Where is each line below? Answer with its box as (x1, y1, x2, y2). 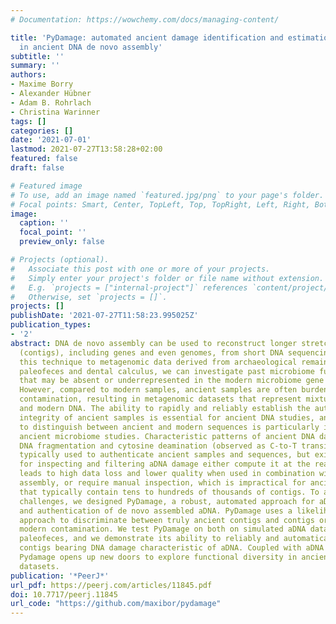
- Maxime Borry (10, 79, 74, 90)
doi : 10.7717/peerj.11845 (10, 589, 118, 600)
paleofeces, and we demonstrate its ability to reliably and (19, 534, 280, 544)
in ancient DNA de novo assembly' (19, 42, 163, 52)
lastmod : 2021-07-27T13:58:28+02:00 (10, 144, 163, 155)
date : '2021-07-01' (10, 135, 92, 145)
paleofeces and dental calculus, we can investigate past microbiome (19, 366, 315, 376)
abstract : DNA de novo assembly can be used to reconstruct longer (10, 338, 298, 348)
